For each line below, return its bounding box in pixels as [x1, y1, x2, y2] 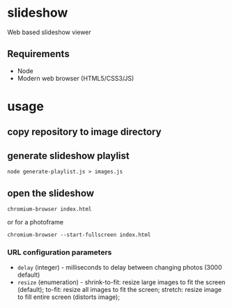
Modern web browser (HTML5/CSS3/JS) [17, 74, 134, 82]
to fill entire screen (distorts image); [17, 293, 121, 301]
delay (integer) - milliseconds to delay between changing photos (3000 [17, 263, 222, 272]
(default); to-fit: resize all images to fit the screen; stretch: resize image [17, 286, 222, 294]
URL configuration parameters [7, 247, 112, 257]
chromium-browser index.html [7, 206, 92, 213]
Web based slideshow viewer [7, 28, 92, 36]
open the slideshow [7, 187, 95, 199]
